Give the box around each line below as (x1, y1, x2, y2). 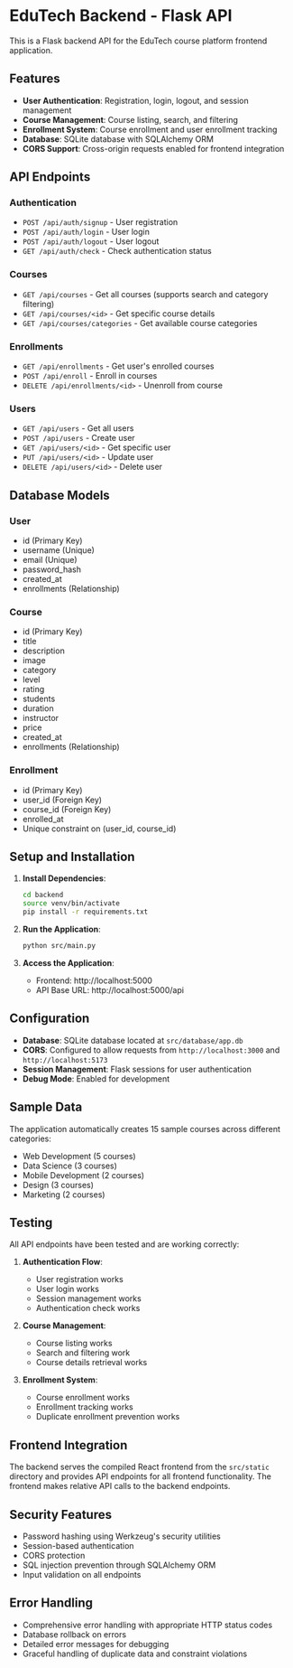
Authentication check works (35, 1303, 141, 1314)
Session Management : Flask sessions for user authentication (22, 1064, 252, 1074)
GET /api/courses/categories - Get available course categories (22, 317, 258, 328)
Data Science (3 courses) (22, 1160, 117, 1171)
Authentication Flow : (22, 1257, 104, 1268)
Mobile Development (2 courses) (22, 1169, 145, 1180)
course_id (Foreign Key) (22, 803, 112, 814)
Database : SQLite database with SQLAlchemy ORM (22, 133, 215, 145)
